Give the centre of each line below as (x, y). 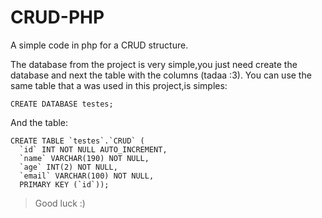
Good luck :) (60, 203)
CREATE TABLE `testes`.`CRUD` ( (77, 141)
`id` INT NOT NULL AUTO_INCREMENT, (93, 149)
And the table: (39, 122)
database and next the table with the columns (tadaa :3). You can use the (161, 75)
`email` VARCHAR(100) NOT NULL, (87, 176)
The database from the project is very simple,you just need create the (154, 64)
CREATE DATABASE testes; (62, 104)
